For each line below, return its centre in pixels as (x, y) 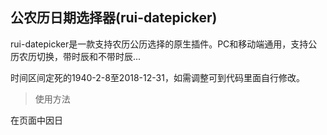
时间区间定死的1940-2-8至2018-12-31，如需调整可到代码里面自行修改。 (157, 77)
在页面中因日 (36, 120)
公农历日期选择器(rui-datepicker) (114, 18)
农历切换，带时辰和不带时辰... (80, 56)
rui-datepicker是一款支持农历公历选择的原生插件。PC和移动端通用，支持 (159, 44)
